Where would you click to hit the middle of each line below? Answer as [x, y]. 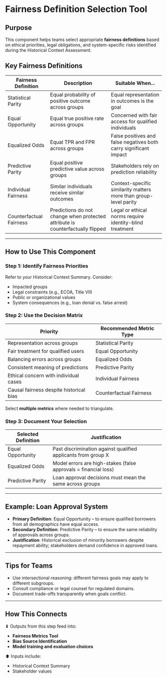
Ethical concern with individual [43, 375]
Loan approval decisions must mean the [99, 478]
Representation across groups [43, 343]
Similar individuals [71, 186]
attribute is [63, 222]
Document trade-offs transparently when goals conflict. [69, 594]
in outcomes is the [132, 101]
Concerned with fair [134, 115]
